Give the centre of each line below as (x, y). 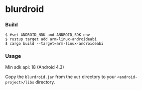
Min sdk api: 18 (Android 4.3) (35, 67)
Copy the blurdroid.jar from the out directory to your (61, 77)
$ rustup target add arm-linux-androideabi (51, 39)
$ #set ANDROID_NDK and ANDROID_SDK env (48, 35)
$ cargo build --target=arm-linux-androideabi (54, 44)
